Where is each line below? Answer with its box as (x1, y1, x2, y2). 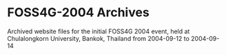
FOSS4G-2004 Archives (7, 5, 150, 20)
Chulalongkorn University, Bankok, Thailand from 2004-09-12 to (7, 34, 189, 42)
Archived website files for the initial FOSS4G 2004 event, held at (7, 27, 190, 35)
